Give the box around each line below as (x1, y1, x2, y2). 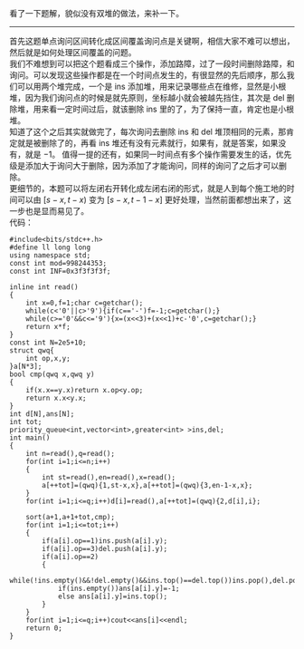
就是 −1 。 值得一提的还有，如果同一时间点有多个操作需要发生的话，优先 (24, 149, 292, 160)
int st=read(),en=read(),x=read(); (42, 473, 176, 482)
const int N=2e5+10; (9, 338, 88, 347)
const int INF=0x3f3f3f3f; (9, 266, 111, 276)
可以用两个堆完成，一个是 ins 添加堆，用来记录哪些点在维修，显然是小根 (16, 81, 287, 92)
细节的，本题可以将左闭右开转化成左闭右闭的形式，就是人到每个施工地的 (16, 183, 287, 193)
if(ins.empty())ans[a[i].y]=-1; (57, 584, 180, 593)
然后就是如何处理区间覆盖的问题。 (9, 47, 137, 57)
